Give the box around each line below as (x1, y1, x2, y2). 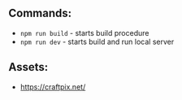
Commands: (8, 7, 72, 20)
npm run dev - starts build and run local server (19, 37, 175, 46)
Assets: (8, 60, 49, 74)
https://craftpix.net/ (19, 81, 86, 92)
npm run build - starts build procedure (19, 28, 149, 37)
